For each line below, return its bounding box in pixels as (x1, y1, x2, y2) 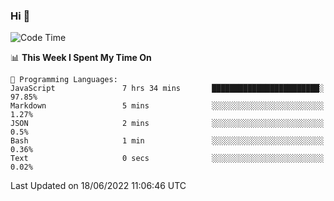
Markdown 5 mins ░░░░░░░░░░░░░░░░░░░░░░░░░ (10, 101, 325, 111)
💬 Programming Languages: (10, 75, 118, 85)
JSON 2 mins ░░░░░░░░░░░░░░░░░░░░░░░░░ (10, 119, 325, 129)
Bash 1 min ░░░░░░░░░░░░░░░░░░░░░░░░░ (10, 136, 325, 146)
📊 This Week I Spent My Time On (10, 52, 152, 64)
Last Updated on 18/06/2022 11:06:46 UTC (10, 180, 187, 192)
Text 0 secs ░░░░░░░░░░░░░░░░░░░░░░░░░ (10, 154, 325, 164)
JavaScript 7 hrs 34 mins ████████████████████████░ (10, 84, 325, 94)
